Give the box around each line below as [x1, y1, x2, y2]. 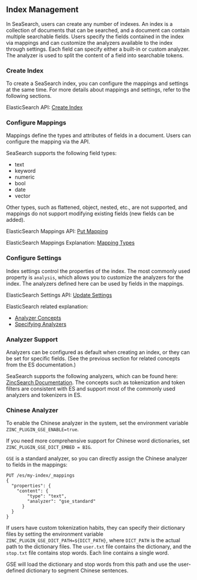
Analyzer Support [6, 335, 58, 343]
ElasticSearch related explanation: [6, 303, 89, 310]
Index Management [6, 5, 79, 15]
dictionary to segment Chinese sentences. [26, 567, 129, 574]
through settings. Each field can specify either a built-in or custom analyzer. [6, 45, 190, 53]
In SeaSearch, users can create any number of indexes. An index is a [6, 20, 173, 27]
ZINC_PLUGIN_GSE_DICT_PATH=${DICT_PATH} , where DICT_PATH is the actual [6, 537, 181, 544]
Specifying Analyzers [14, 320, 66, 327]
